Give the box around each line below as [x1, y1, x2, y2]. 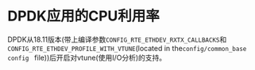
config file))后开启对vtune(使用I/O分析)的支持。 [7, 53, 167, 62]
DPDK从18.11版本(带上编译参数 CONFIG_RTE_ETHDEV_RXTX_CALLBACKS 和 [7, 35, 227, 44]
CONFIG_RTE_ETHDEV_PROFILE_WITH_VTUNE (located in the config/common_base [7, 43, 247, 53]
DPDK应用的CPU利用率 [7, 7, 160, 25]
